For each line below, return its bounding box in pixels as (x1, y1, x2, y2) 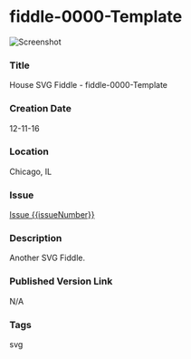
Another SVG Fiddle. (9, 252, 86, 264)
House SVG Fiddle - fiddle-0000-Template (9, 80, 168, 91)
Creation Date (9, 102, 72, 115)
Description (9, 232, 62, 245)
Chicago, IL (9, 166, 53, 177)
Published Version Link (9, 275, 113, 287)
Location (9, 145, 50, 158)
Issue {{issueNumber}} (9, 209, 95, 220)
